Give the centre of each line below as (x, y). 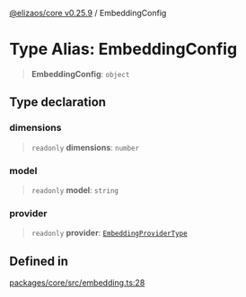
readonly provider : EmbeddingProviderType (109, 233)
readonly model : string (75, 190)
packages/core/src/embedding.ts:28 (77, 283)
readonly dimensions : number (85, 147)
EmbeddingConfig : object (80, 74)
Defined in (39, 261)
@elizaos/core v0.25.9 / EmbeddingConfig (88, 13)
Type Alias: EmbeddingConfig (123, 49)
